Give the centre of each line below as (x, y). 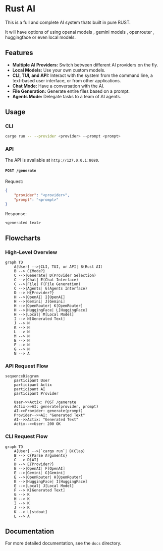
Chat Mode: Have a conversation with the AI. (58, 86)
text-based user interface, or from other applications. (67, 80)
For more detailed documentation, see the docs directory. (63, 543)
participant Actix (33, 385)
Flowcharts (23, 238)
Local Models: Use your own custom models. (59, 70)
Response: (16, 214)
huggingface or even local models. (40, 37)
